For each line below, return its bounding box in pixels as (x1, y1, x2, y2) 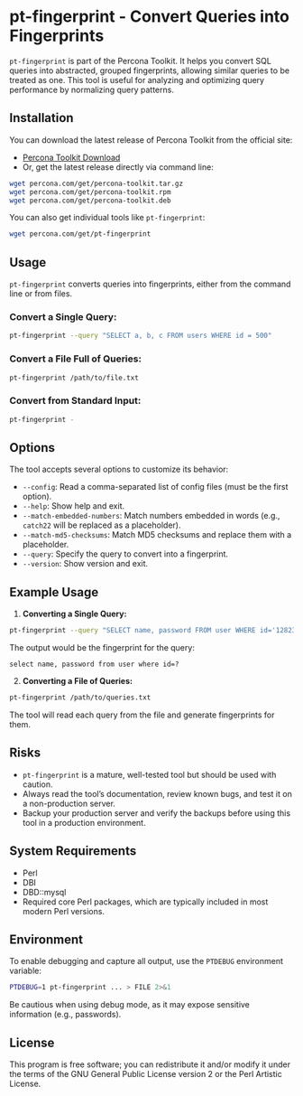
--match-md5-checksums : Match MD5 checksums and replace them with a (22, 529, 292, 540)
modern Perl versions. (22, 905, 106, 916)
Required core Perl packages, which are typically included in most (22, 896, 269, 907)
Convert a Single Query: (9, 310, 117, 323)
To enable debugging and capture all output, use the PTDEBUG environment (9, 956, 284, 967)
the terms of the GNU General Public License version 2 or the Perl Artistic (9, 1069, 282, 1080)
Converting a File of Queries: (22, 676, 133, 687)
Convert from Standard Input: (9, 395, 142, 407)
